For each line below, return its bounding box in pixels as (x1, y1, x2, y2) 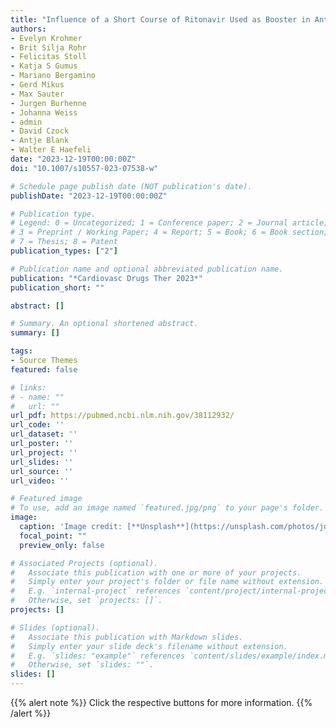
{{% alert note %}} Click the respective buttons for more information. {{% (10, 697, 313, 708)
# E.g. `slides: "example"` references (10, 651, 186, 661)
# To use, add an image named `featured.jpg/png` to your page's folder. (10, 503, 325, 513)
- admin (10, 117, 43, 127)
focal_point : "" (19, 531, 87, 541)
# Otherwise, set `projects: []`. (10, 596, 163, 606)
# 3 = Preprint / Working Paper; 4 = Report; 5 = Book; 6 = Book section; (10, 227, 329, 238)
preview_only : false (19, 540, 105, 550)
